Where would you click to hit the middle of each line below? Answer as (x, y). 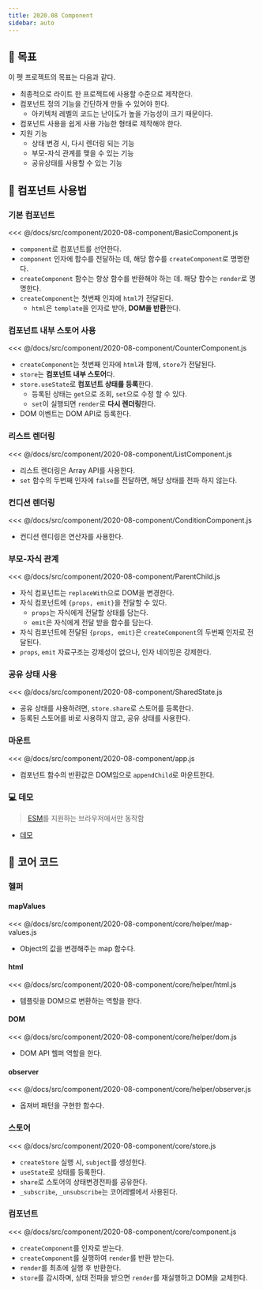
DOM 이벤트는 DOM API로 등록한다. (75, 414)
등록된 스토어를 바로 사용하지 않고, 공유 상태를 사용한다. (105, 718)
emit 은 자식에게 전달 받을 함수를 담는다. (92, 622)
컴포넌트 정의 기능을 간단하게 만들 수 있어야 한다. (94, 104)
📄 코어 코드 (34, 862)
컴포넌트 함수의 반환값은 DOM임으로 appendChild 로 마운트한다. (117, 774)
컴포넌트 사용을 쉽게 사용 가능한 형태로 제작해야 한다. (101, 124)
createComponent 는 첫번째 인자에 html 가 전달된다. (96, 298)
